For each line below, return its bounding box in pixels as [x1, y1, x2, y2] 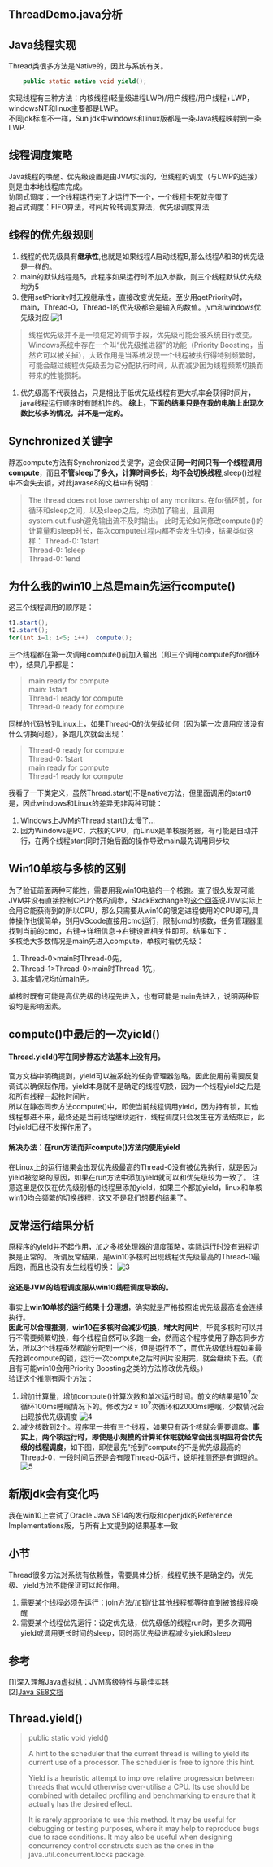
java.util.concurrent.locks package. [28, 1850, 146, 1860]
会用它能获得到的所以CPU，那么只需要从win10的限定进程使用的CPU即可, [8, 905, 252, 915]
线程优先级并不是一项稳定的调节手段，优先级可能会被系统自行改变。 [28, 329, 257, 340]
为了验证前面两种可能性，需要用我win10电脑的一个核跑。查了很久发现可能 [8, 885, 256, 894]
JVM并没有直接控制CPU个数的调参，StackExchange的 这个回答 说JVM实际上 [8, 895, 263, 905]
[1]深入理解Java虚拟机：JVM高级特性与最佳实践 [8, 1677, 169, 1687]
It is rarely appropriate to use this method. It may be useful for [28, 1815, 236, 1825]
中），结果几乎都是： [8, 659, 76, 670]
